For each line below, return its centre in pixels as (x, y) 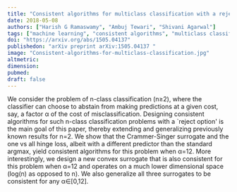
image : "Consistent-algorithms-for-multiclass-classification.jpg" (109, 53)
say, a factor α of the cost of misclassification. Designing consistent (106, 114)
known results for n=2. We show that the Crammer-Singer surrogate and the (118, 136)
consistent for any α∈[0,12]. (48, 181)
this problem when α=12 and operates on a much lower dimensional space (116, 167)
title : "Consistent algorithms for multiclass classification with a (112, 14)
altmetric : (23, 60)
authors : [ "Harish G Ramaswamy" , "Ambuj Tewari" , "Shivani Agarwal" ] (112, 27)
